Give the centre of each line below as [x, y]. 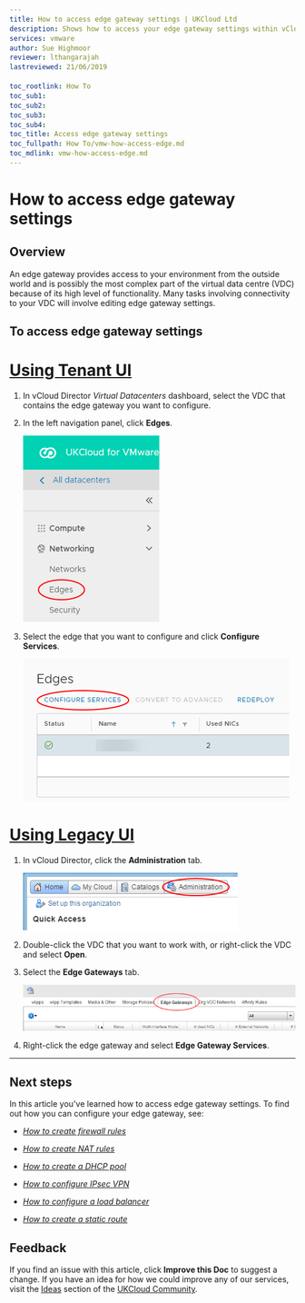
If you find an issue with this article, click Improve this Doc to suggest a [143, 1270]
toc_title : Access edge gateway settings [89, 134]
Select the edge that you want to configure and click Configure [141, 637]
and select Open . [55, 955]
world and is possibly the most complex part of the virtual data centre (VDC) [152, 283]
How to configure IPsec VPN [76, 1184]
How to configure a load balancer [86, 1202]
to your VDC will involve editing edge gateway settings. [113, 303]
